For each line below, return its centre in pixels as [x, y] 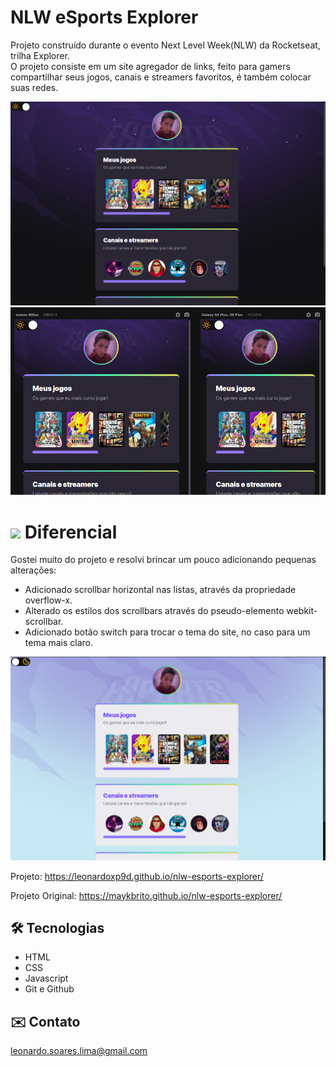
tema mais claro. [59, 643]
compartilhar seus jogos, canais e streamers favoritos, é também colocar [161, 77]
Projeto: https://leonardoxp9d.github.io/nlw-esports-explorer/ [137, 876]
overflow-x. [48, 600]
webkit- [302, 611]
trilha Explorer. [40, 55]
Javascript [46, 978]
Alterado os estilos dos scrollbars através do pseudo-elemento [154, 611]
